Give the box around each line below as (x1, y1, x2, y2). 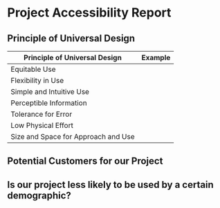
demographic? (7, 189, 71, 201)
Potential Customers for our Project (7, 155, 163, 167)
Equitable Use (10, 64, 57, 74)
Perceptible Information (10, 98, 88, 108)
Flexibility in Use (10, 76, 64, 85)
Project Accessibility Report (7, 5, 172, 21)
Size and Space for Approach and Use (10, 132, 135, 141)
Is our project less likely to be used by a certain (7, 178, 214, 191)
